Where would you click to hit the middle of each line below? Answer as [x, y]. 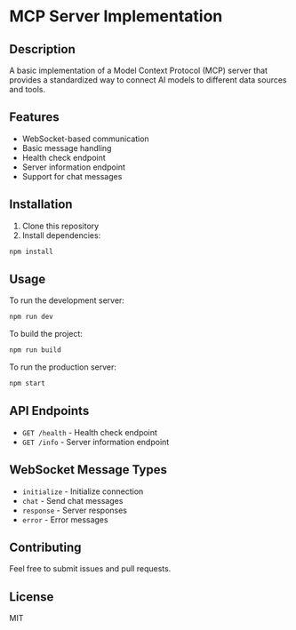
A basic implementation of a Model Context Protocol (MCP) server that [139, 70]
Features [34, 117]
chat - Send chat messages [72, 500]
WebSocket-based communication [85, 139]
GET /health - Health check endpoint [90, 432]
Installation [41, 205]
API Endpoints [49, 411]
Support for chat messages [72, 176]
